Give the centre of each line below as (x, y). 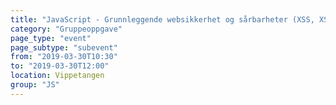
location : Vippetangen (57, 76)
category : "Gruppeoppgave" (66, 29)
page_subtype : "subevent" (64, 47)
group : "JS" (35, 85)
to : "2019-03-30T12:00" (60, 66)
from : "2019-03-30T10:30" (64, 57)
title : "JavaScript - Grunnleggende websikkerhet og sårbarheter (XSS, (162, 19)
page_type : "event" (51, 38)
